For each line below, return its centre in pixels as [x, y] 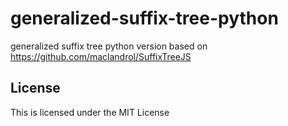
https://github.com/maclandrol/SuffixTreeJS [101, 56]
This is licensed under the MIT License [90, 112]
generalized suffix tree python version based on [109, 46]
